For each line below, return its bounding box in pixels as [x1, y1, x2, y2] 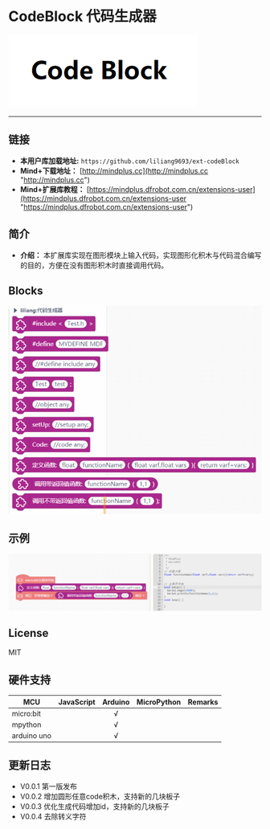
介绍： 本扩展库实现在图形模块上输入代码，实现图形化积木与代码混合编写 [19, 250, 262, 259]
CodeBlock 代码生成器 [8, 7, 157, 26]
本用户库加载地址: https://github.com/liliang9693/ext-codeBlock [19, 156, 239, 165]
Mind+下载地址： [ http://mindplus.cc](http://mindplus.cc [19, 165, 209, 175]
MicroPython [136, 696, 182, 707]
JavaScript [58, 696, 96, 707]
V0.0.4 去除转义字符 [19, 811, 87, 821]
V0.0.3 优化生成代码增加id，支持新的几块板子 [19, 801, 170, 811]
